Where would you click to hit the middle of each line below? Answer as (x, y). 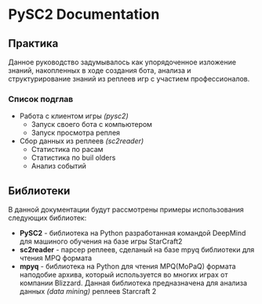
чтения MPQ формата (56, 258)
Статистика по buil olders (73, 157)
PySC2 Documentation (84, 14)
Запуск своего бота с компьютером (92, 125)
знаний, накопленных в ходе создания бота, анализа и (100, 71)
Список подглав (41, 99)
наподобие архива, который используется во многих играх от (124, 275)
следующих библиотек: (47, 218)
